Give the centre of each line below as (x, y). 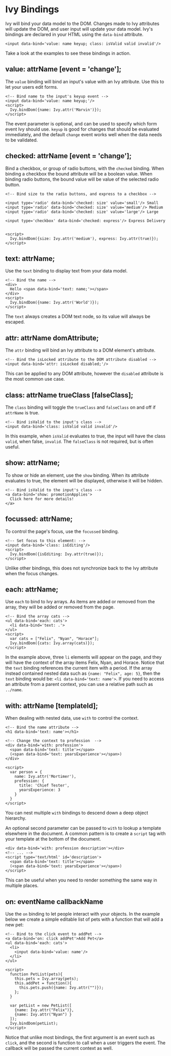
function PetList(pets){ (36, 974)
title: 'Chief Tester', (44, 785)
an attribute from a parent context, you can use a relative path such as (79, 684)
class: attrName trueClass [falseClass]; (69, 395)
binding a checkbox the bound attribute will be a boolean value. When (79, 174)
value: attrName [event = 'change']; (63, 69)
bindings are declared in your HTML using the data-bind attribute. (75, 34)
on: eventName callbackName (54, 902)
